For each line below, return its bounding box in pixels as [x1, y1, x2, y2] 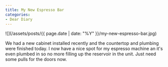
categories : [5, 12, 30, 17]
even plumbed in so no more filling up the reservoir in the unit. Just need [5, 51, 156, 57]
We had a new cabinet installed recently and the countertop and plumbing [5, 40, 159, 46]
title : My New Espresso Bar [5, 7, 65, 13]
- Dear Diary [5, 17, 33, 22]
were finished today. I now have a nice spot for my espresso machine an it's [5, 46, 163, 52]
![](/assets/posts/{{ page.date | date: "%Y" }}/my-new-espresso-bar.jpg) [5, 31, 157, 37]
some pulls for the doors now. [5, 56, 67, 62]
